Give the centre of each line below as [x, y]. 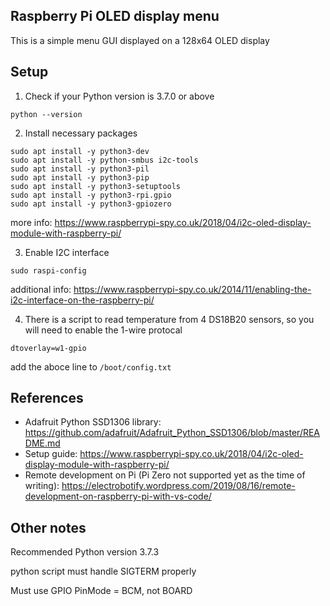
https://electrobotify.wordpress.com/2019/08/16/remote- [178, 486]
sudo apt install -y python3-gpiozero [91, 204]
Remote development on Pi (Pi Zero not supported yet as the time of [165, 475]
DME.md [42, 443]
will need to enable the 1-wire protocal [103, 330]
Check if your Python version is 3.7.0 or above [119, 96]
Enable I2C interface [67, 252]
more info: [31, 222]
